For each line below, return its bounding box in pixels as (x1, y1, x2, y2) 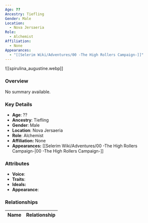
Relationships (5, 199, 38, 206)
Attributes (5, 160, 30, 167)
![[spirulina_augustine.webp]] (5, 66, 63, 71)
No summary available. (5, 88, 51, 95)
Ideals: (12, 182, 27, 188)
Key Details (5, 101, 32, 107)
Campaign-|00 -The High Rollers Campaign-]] (12, 148, 104, 154)
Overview (5, 78, 29, 85)
